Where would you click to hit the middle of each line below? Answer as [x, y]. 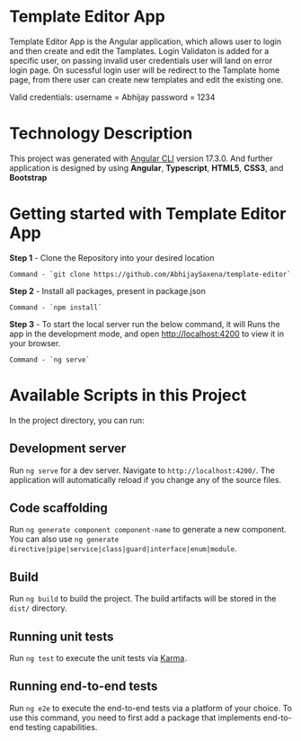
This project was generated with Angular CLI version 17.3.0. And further [142, 158]
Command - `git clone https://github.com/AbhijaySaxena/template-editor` [150, 274]
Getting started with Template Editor [148, 214]
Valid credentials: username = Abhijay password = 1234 [112, 97]
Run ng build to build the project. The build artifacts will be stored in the [143, 599]
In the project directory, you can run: [77, 420]
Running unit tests [62, 636]
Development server [68, 448]
